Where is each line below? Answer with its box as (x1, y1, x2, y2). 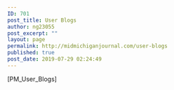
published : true (7, 50, 55, 57)
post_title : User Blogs (7, 17, 77, 24)
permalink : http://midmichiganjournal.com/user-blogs (7, 43, 168, 50)
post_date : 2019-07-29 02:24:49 (7, 56, 102, 63)
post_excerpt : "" (7, 29, 58, 37)
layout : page (7, 36, 46, 43)
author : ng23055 (7, 23, 55, 30)
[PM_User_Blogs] (7, 75, 58, 83)
